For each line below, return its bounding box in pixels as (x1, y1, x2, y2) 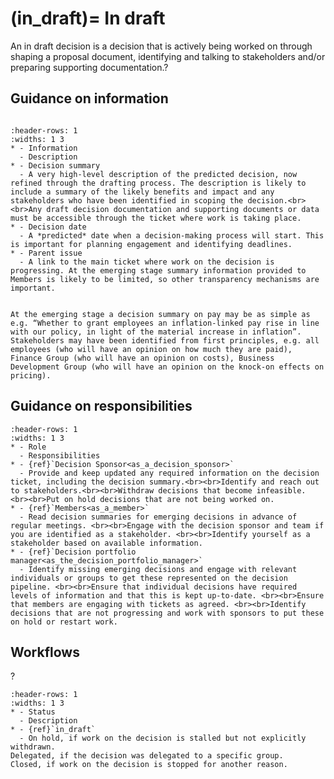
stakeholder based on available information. (10, 538, 203, 548)
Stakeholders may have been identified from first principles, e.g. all (10, 335, 320, 346)
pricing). (10, 370, 52, 381)
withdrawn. (10, 742, 56, 752)
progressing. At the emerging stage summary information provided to (10, 265, 307, 276)
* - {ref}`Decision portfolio (10, 547, 137, 557)
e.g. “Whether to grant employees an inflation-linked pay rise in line (10, 318, 320, 328)
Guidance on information (10, 90, 169, 107)
